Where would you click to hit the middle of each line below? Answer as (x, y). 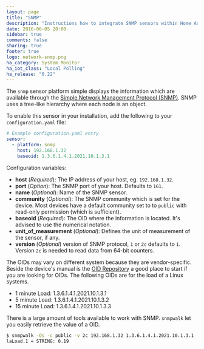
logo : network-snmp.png (36, 57)
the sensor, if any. (37, 237)
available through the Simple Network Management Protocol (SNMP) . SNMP (102, 98)
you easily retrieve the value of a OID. (53, 324)
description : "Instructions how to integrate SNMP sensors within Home (99, 23)
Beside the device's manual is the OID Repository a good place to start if (97, 268)
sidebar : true (24, 35)
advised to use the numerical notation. (63, 225)
